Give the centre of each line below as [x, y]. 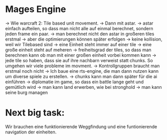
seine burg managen [27, 92]
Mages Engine [36, 9]
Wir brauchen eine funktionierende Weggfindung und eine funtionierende [81, 126]
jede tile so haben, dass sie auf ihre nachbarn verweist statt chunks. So [79, 60]
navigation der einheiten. [31, 132]
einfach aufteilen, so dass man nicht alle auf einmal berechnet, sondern [79, 28]
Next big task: [35, 113]
